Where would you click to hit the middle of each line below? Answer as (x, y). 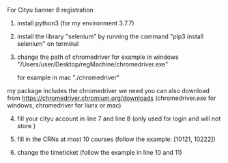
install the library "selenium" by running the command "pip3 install (110, 36)
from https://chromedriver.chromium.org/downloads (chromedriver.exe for (112, 98)
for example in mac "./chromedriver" (68, 77)
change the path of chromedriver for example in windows (98, 57)
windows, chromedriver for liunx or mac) (64, 105)
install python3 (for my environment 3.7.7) (75, 23)
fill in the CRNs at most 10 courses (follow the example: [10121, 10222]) (116, 139)
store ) (26, 126)
